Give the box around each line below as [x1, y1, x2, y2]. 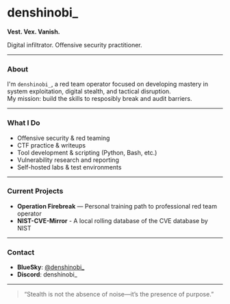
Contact [7, 247, 35, 257]
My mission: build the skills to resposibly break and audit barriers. [7, 95, 192, 103]
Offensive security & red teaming [16, 134, 110, 142]
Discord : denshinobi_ [16, 270, 77, 279]
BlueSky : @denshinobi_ [16, 263, 85, 272]
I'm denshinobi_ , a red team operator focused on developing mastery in [7, 80, 209, 89]
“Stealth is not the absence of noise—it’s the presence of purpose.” [23, 290, 214, 299]
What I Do [7, 118, 40, 128]
